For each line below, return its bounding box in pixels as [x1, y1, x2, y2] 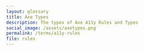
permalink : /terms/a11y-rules [6, 30, 81, 36]
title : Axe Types [6, 14, 49, 20]
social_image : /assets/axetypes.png [6, 25, 96, 31]
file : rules [6, 36, 35, 42]
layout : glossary [6, 8, 49, 15]
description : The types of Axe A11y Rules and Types [6, 19, 139, 25]
